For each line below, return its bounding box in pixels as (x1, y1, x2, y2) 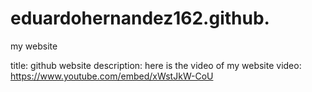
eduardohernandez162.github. (10, 7, 270, 30)
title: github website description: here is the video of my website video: (10, 59, 302, 71)
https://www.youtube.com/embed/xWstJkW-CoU (10, 70, 214, 82)
